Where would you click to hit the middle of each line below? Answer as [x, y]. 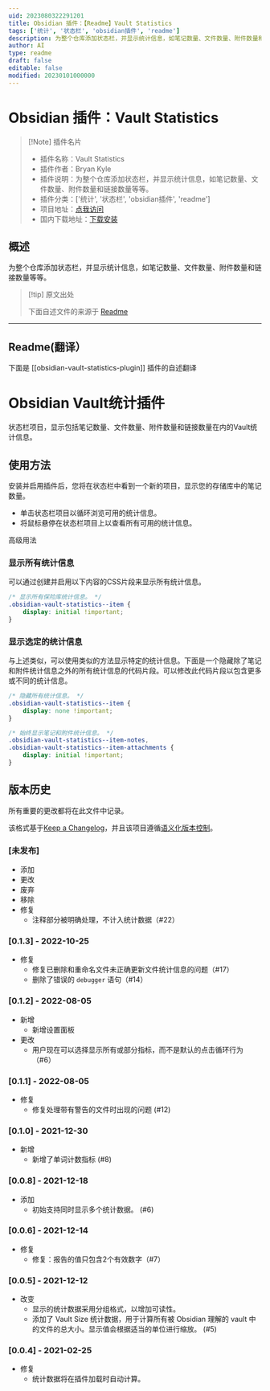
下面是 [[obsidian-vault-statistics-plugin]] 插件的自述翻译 [102, 368]
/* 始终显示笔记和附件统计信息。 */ [61, 733]
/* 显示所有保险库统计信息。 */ [55, 597]
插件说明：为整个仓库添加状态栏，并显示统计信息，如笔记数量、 [145, 178]
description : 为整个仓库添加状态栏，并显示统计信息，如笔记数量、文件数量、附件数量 [133, 38]
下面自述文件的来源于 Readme [78, 312]
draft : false [30, 61]
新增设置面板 [53, 1029]
